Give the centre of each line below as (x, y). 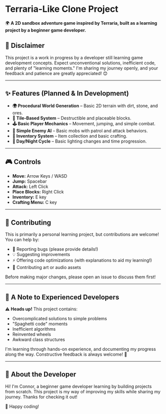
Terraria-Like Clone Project (62, 9)
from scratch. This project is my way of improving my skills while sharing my (83, 391)
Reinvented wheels (32, 334)
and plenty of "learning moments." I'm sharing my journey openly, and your (82, 68)
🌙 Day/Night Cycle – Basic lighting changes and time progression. (79, 141)
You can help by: (22, 240)
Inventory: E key (29, 197)
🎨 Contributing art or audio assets (47, 267)
